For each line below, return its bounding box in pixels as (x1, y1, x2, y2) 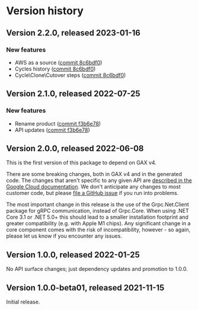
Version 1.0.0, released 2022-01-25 (6, 250, 140, 260)
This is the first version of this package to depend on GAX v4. (6, 159, 157, 167)
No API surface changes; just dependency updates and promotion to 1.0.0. (6, 266, 188, 273)
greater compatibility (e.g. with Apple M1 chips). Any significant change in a (6, 220, 191, 227)
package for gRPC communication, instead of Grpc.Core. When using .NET (6, 207, 190, 215)
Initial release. (6, 298, 40, 305)
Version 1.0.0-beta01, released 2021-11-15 (6, 283, 165, 293)
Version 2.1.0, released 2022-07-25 (6, 89, 140, 99)
